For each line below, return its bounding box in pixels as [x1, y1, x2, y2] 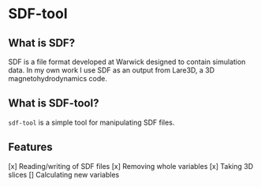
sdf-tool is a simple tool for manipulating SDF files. [8, 118, 175, 127]
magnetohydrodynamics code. [8, 74, 108, 83]
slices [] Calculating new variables [8, 170, 120, 179]
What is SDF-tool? [8, 96, 99, 110]
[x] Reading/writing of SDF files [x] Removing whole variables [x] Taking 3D [8, 161, 254, 170]
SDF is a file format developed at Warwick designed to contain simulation [8, 57, 246, 66]
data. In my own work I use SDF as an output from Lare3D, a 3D [8, 65, 215, 75]
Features [8, 140, 53, 154]
